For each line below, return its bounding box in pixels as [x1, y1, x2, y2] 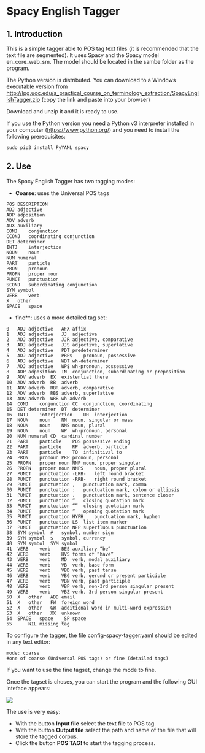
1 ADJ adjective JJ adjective [6, 331, 98, 337]
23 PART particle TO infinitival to [6, 449, 122, 455]
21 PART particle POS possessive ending [6, 438, 131, 445]
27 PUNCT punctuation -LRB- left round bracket [6, 470, 144, 476]
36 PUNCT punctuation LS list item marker [6, 519, 128, 525]
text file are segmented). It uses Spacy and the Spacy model [6, 52, 160, 59]
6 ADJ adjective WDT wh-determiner [6, 357, 109, 364]
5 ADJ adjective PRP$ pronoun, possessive [6, 353, 136, 359]
